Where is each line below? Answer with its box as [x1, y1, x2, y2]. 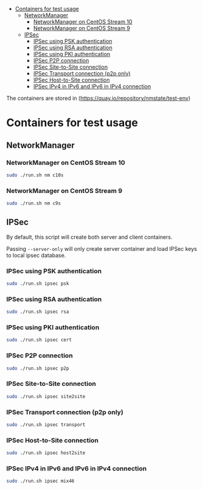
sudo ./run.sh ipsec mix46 [6, 478, 75, 485]
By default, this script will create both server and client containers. [6, 233, 173, 240]
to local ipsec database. [6, 251, 66, 259]
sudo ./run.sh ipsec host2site [6, 450, 86, 456]
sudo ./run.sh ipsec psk [6, 281, 69, 287]
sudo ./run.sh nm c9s [6, 200, 61, 206]
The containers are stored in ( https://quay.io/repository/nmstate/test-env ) [6, 94, 191, 102]
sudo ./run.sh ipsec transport [6, 421, 86, 428]
